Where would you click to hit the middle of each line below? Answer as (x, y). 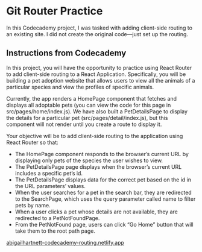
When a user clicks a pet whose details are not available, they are (96, 212)
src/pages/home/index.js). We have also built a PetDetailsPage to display (97, 111)
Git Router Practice (55, 11)
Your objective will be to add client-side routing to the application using (95, 136)
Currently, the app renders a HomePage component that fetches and (91, 98)
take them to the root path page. (55, 231)
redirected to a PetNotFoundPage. (57, 218)
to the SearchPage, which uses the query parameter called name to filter (105, 199)
